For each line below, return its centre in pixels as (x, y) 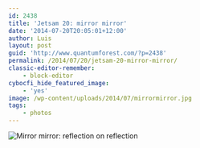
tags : (17, 105)
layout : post (30, 46)
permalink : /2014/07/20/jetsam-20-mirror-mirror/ (93, 61)
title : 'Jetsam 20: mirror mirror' (68, 23)
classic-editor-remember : (51, 68)
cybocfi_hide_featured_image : (59, 83)
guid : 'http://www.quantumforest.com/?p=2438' (88, 53)
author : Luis (30, 38)
